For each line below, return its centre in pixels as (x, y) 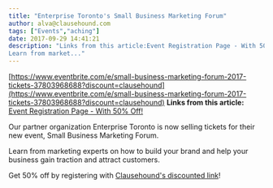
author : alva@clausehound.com (60, 23)
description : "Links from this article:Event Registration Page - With (132, 46)
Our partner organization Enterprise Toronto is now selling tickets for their (132, 127)
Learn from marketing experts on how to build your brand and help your (128, 151)
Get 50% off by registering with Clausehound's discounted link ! (115, 175)
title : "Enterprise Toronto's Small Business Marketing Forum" (118, 16)
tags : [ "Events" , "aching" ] (54, 31)
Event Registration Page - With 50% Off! (76, 111)
